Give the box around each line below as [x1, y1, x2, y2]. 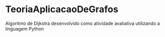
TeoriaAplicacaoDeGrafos [5, 4, 119, 15]
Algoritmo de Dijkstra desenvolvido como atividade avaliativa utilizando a [5, 20, 160, 26]
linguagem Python [5, 25, 44, 31]
